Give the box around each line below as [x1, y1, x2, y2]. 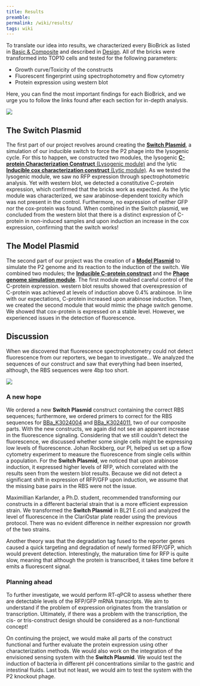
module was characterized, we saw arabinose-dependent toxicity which [6, 192, 184, 199]
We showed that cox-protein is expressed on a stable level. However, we [6, 307, 185, 315]
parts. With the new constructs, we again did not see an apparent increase [6, 425, 190, 432]
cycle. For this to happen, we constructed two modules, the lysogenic [6, 154, 178, 161]
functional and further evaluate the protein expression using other [6, 641, 168, 648]
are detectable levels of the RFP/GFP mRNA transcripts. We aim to [6, 597, 169, 605]
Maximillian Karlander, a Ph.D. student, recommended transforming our [6, 494, 181, 501]
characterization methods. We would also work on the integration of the [6, 647, 183, 655]
